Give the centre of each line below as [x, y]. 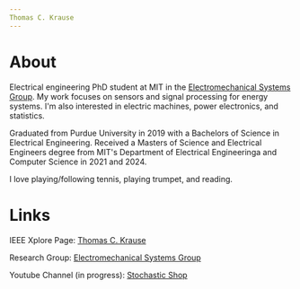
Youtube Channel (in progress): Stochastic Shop [98, 275]
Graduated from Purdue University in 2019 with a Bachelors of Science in [145, 133]
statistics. [27, 115]
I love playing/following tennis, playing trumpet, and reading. [121, 179]
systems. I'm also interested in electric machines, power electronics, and [144, 106]
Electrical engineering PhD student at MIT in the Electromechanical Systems [150, 87]
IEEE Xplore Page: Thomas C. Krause [78, 240]
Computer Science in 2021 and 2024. [78, 162]
